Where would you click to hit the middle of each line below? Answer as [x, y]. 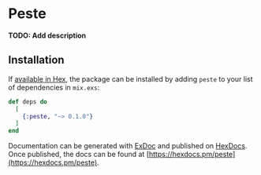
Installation [36, 60]
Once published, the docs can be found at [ [79, 155]
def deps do [28, 102]
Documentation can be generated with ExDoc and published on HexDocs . [128, 146]
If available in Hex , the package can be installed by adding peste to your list [131, 78]
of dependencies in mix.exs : [54, 87]
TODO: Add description [47, 35]
